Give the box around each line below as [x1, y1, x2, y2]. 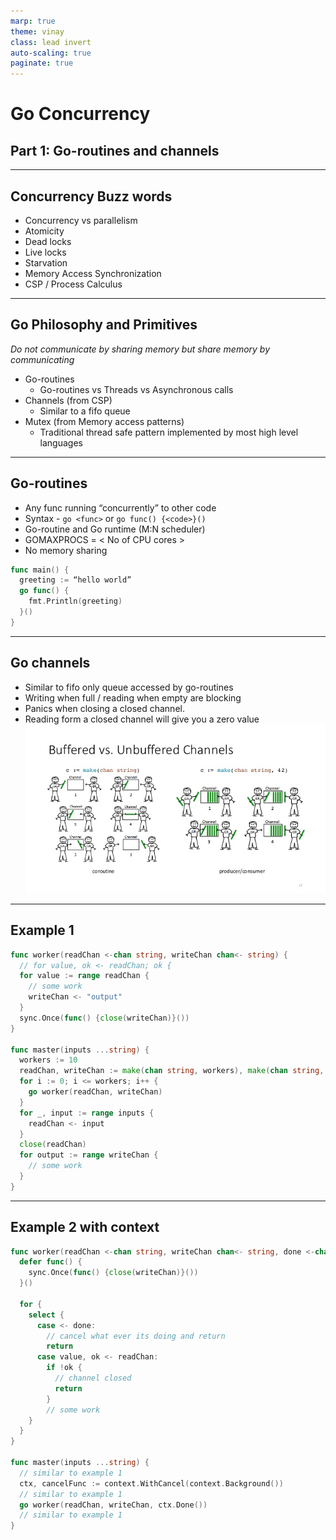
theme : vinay [10, 26, 65, 37]
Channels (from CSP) [24, 394, 113, 406]
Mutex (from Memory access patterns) [24, 415, 185, 427]
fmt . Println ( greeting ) [28, 596, 123, 607]
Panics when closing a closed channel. [24, 702, 185, 714]
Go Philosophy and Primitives [10, 316, 198, 334]
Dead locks [24, 235, 72, 247]
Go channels [10, 655, 91, 672]
